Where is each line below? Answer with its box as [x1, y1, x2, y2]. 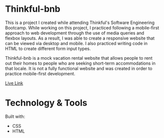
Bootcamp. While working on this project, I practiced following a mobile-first [5, 24, 160, 30]
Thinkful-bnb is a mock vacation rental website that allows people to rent [5, 55, 153, 61]
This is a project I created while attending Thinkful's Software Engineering [5, 20, 155, 25]
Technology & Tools [5, 97, 87, 109]
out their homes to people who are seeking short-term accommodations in [5, 60, 156, 66]
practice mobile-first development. [5, 70, 76, 76]
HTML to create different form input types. [5, 46, 91, 51]
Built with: [5, 114, 26, 119]
